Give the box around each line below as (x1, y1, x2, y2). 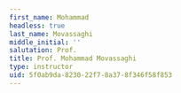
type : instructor (9, 63, 74, 72)
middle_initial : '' (9, 37, 82, 47)
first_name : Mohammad (9, 12, 90, 22)
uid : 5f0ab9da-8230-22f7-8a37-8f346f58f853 (9, 71, 173, 80)
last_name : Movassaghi (9, 29, 93, 38)
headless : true (9, 21, 66, 30)
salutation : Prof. (9, 46, 77, 55)
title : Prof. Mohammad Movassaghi (9, 54, 138, 63)
